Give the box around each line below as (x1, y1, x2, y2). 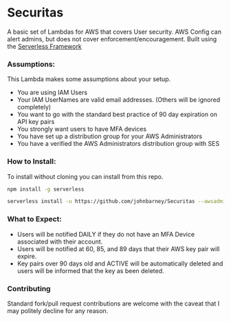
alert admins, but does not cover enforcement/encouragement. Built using (7, 34, 217, 43)
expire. (16, 252, 37, 260)
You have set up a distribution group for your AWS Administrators (16, 132, 203, 140)
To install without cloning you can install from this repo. (7, 172, 164, 180)
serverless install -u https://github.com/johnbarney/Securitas (7, 198, 195, 205)
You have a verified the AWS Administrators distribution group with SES (16, 140, 220, 148)
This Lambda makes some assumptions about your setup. (7, 75, 170, 83)
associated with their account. (16, 237, 103, 246)
